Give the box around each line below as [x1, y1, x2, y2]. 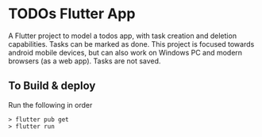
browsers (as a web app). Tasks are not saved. [8, 56, 161, 66]
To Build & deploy [8, 79, 96, 93]
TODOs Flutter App [8, 5, 136, 23]
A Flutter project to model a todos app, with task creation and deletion [8, 31, 237, 40]
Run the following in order [8, 100, 93, 109]
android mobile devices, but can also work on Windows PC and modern [8, 48, 243, 57]
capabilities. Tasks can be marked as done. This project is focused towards [8, 39, 255, 48]
